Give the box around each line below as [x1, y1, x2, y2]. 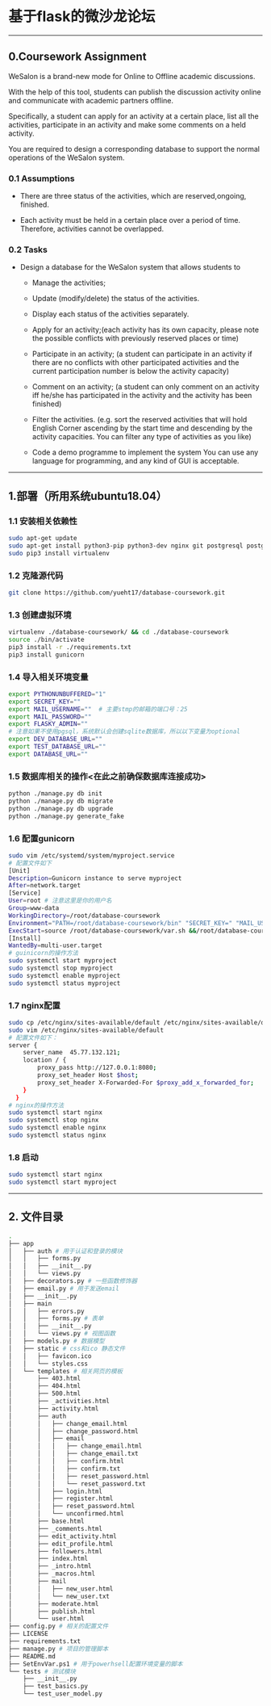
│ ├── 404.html [8, 1382, 81, 1390]
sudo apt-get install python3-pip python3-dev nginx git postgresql [8, 542, 244, 550]
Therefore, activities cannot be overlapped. [19, 224, 165, 234]
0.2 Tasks [8, 244, 48, 255]
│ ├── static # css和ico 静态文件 [8, 1344, 126, 1352]
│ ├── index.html [8, 1555, 89, 1563]
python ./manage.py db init [8, 790, 103, 798]
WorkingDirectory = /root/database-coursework [8, 912, 161, 920]
